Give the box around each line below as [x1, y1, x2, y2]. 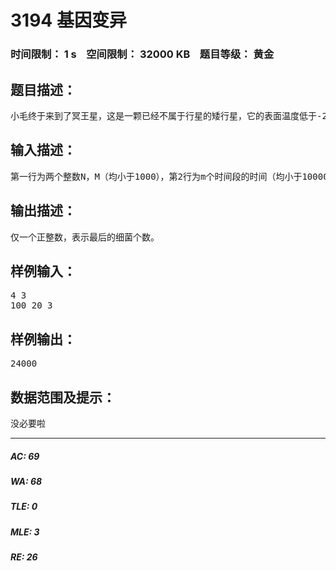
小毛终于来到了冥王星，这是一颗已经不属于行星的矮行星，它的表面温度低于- [10, 110, 323, 121]
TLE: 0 [10, 501, 38, 513]
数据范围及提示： [10, 389, 116, 406]
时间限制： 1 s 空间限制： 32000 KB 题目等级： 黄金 [10, 47, 275, 61]
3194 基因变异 [10, 9, 127, 32]
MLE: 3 [10, 526, 40, 538]
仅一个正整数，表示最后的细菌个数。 [10, 231, 160, 243]
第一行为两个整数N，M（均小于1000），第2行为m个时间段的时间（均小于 [10, 171, 303, 182]
